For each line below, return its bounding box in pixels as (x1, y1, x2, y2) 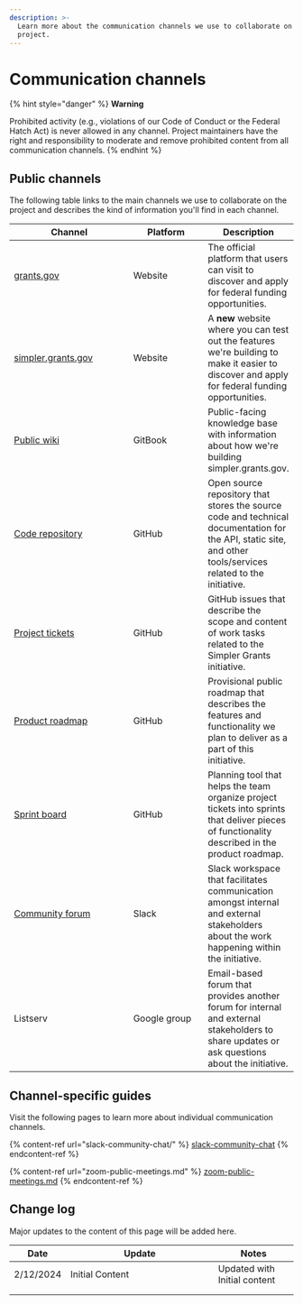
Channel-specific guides (9, 1088, 151, 1103)
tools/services (207, 556, 269, 568)
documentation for (207, 522, 287, 535)
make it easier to (207, 357, 278, 370)
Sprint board (14, 808, 68, 821)
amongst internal (207, 896, 280, 909)
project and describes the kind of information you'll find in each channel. (9, 205, 280, 216)
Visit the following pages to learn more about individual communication (9, 1111, 273, 1123)
